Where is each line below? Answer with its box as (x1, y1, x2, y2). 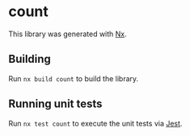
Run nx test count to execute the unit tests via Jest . (8, 118, 183, 128)
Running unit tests (8, 97, 103, 111)
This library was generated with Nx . (8, 29, 127, 39)
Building (8, 52, 51, 66)
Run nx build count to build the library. (8, 73, 139, 83)
